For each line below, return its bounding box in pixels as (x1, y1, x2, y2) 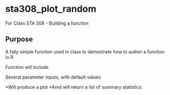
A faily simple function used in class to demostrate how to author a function (5, 48, 165, 54)
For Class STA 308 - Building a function (5, 20, 89, 26)
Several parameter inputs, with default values (5, 74, 101, 80)
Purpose (5, 35, 33, 44)
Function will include (5, 64, 49, 70)
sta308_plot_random (5, 3, 96, 15)
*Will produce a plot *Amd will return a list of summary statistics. (5, 84, 143, 90)
